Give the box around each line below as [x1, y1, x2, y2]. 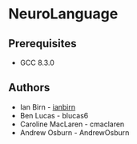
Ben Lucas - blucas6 [19, 110, 89, 120]
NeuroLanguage [8, 5, 119, 23]
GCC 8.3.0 [19, 58, 54, 67]
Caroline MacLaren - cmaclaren [19, 119, 125, 129]
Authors [8, 81, 50, 94]
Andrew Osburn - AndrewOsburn [19, 127, 130, 137]
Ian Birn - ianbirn [19, 102, 76, 112]
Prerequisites [8, 37, 77, 50]
